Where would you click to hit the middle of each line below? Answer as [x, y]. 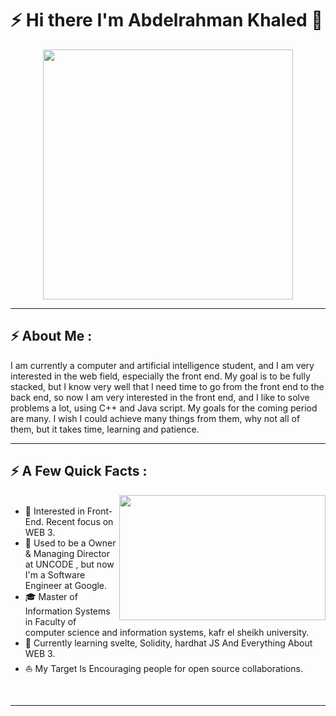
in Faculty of [50, 621]
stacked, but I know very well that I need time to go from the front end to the [167, 386]
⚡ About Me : [51, 336]
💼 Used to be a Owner [70, 543]
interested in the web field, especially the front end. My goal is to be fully [160, 376]
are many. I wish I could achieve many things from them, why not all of [155, 418]
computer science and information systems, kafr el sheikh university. [167, 632]
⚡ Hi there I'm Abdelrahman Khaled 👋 [166, 20]
